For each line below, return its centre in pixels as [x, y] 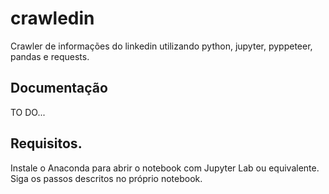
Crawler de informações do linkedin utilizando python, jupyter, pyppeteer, [161, 46]
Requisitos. [46, 143]
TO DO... [28, 112]
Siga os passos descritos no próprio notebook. [106, 178]
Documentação [59, 88]
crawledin [52, 18]
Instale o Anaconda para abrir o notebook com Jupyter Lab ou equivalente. [165, 168]
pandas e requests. [50, 56]
